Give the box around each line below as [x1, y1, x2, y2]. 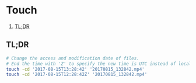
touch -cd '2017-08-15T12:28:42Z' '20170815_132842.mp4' [6, 71, 148, 78]
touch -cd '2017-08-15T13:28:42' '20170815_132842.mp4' [6, 66, 145, 72]
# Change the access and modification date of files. [6, 55, 140, 61]
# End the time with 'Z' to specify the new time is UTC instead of [6, 61, 176, 67]
